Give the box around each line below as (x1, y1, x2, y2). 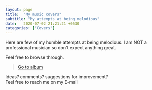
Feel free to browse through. (5, 54, 64, 60)
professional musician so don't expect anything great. (5, 45, 116, 51)
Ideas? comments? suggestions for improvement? (5, 74, 108, 80)
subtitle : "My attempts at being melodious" (5, 16, 100, 21)
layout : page (5, 7, 33, 12)
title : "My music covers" (5, 12, 62, 17)
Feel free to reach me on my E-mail (5, 79, 78, 85)
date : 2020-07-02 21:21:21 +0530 (5, 21, 80, 26)
